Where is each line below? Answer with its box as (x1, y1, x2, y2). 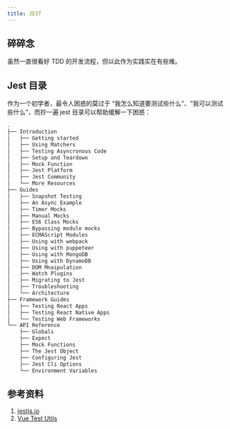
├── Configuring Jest (19, 354, 82, 361)
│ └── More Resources (7, 180, 76, 187)
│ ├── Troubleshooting (7, 283, 79, 290)
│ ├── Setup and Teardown (7, 154, 89, 161)
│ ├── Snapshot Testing (7, 192, 82, 200)
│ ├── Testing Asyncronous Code (7, 147, 107, 155)
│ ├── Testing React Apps (7, 303, 89, 310)
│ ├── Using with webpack (7, 238, 89, 245)
